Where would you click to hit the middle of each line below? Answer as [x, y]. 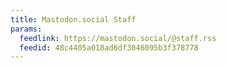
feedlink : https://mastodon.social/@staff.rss [118, 38]
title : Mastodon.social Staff [73, 19]
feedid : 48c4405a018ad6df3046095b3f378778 [109, 47]
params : [26, 29]
